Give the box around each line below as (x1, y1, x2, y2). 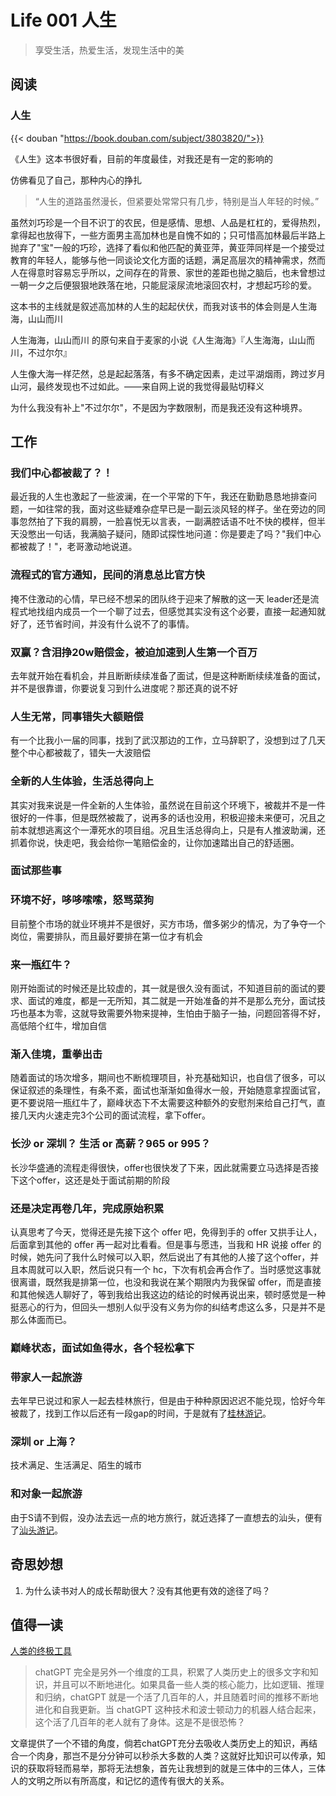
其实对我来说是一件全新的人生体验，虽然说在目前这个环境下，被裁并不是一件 (10, 799, 326, 811)
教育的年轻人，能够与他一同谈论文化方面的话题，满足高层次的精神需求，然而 (10, 254, 326, 266)
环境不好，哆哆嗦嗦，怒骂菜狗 (10, 893, 155, 907)
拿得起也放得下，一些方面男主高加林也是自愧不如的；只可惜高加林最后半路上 (10, 229, 326, 241)
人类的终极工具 (10, 1645, 72, 1657)
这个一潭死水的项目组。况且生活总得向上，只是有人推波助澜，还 (62, 824, 326, 836)
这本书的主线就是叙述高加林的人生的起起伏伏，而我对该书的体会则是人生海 (10, 300, 317, 312)
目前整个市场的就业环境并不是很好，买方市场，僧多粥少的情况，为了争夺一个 (10, 917, 326, 930)
